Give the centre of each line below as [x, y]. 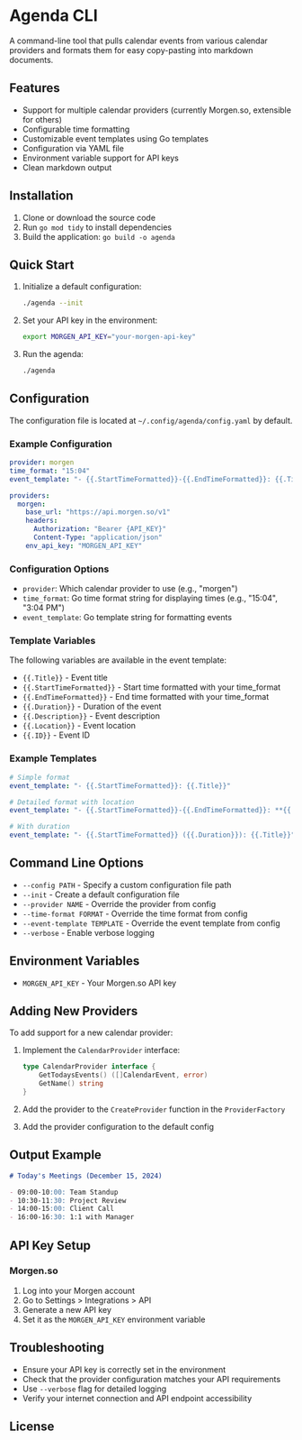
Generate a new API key [67, 1309]
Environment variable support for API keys [101, 158]
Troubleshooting [57, 1348]
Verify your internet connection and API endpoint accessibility [137, 1398]
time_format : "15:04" [50, 471]
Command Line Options [76, 863]
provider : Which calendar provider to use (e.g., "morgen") [130, 589]
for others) [42, 119]
